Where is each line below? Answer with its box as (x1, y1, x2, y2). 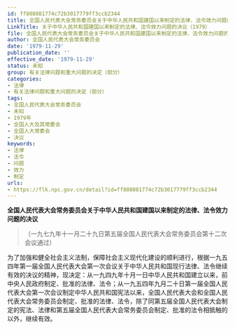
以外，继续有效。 (7, 314, 57, 323)
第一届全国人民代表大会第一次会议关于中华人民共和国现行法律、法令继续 (19, 262, 228, 270)
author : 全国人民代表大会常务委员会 (7, 36, 100, 43)
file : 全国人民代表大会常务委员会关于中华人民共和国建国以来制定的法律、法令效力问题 (7, 29, 224, 37)
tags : (7, 95, 23, 102)
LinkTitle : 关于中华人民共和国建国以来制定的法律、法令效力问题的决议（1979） (7, 23, 211, 30)
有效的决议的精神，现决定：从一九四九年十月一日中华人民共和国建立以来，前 (7, 271, 228, 279)
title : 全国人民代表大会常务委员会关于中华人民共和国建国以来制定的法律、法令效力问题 (7, 17, 227, 24)
